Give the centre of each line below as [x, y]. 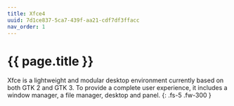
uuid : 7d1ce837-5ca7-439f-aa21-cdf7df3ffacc [73, 20]
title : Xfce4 [26, 14]
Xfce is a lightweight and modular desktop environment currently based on [116, 80]
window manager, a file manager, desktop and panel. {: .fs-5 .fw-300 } [110, 96]
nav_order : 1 [26, 26]
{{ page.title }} [51, 61]
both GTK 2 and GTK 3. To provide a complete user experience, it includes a [117, 88]
